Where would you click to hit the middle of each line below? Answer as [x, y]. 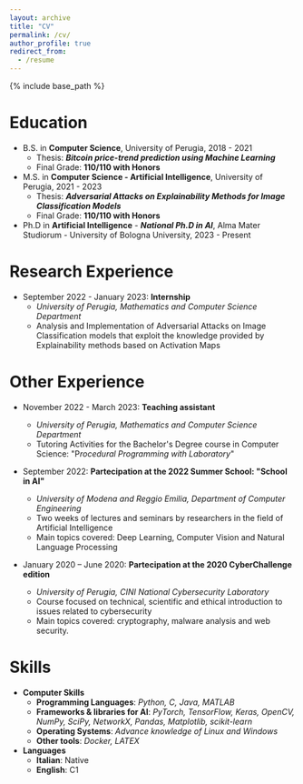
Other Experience [77, 382]
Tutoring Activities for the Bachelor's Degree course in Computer [157, 444]
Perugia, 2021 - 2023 [62, 186]
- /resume [36, 60]
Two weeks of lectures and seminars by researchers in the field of [160, 518]
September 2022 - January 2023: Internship [106, 297]
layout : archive [40, 18]
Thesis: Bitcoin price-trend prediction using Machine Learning [156, 157]
